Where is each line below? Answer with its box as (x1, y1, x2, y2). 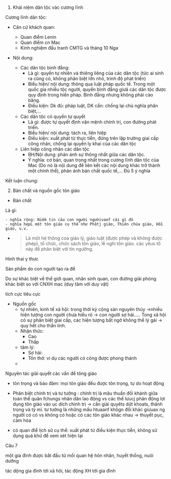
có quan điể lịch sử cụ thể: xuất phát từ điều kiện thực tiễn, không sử (12, 427, 157, 433)
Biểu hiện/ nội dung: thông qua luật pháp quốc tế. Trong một (28, 81, 155, 87)
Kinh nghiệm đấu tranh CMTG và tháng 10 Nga (20, 45, 118, 51)
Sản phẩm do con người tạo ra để (5, 266, 76, 272)
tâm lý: (20, 344, 35, 350)
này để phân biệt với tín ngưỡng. (25, 246, 93, 252)
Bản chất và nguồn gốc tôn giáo (12, 187, 80, 194)
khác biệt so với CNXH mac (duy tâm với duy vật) (5, 281, 109, 287)
